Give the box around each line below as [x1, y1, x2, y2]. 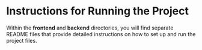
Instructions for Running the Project [6, 4, 189, 18]
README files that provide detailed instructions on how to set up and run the [6, 30, 196, 37]
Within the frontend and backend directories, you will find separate [6, 24, 174, 31]
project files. [6, 37, 37, 44]
